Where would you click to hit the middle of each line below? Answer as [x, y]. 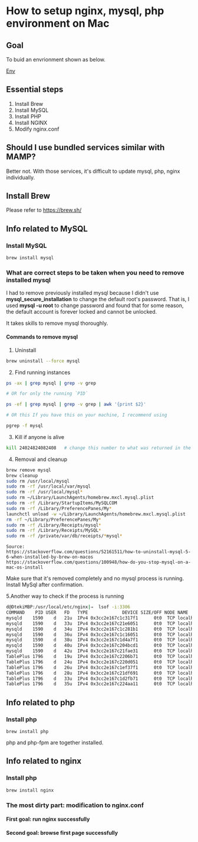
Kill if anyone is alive [39, 437]
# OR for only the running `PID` [47, 394]
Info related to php [41, 702]
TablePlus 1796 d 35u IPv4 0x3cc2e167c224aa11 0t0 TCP [91, 684]
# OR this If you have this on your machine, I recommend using [87, 415]
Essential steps [35, 90]
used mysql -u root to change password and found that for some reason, [95, 305]
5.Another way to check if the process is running [65, 596]
